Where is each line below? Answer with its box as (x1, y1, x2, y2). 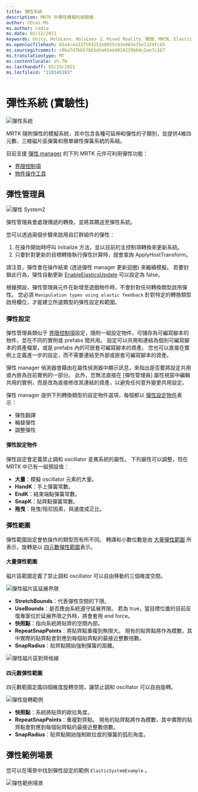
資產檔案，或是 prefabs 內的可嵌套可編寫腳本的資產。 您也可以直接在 (16, 344, 185, 352)
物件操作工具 (14, 170, 46, 177)
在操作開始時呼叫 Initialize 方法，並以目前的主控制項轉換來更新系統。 (14, 244, 183, 251)
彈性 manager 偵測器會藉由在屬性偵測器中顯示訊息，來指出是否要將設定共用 (6, 364, 191, 371)
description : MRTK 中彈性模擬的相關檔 (6, 14, 93, 20)
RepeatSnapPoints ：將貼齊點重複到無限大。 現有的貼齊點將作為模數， (14, 627, 187, 634)
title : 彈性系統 (6, 8, 43, 15)
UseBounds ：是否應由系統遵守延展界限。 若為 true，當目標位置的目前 (14, 605, 186, 612)
